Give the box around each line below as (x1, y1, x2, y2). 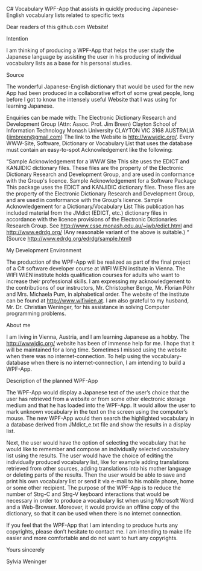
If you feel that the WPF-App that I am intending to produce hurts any (6, 521, 178, 529)
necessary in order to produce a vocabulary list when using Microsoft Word (6, 497, 194, 504)
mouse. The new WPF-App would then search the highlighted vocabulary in (6, 414, 195, 422)
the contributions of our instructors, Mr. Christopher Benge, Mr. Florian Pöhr (6, 284, 195, 291)
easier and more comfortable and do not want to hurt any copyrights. (6, 535, 178, 541)
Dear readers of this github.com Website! (6, 24, 109, 30)
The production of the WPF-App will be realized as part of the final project (6, 258, 191, 266)
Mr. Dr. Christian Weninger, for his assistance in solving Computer (6, 304, 170, 310)
